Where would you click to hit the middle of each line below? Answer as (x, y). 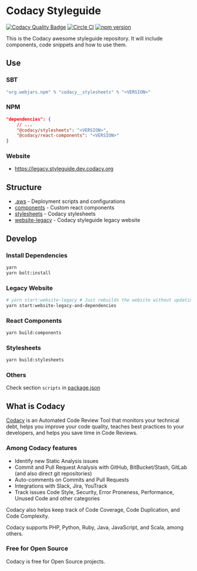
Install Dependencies (37, 255)
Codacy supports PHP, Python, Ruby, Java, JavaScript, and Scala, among (95, 527)
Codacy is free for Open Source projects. (56, 561)
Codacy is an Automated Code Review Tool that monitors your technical (93, 420)
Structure (24, 187)
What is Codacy (36, 406)
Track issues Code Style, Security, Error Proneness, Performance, (94, 492)
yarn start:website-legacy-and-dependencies (61, 305)
